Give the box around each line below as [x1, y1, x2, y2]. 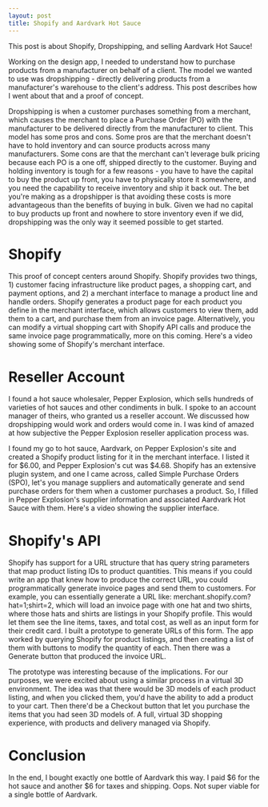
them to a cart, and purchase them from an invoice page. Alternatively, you [8, 314, 255, 324]
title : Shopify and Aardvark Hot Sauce [8, 19, 142, 27]
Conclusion [8, 746, 86, 765]
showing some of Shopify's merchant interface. [8, 340, 166, 349]
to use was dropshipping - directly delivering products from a [8, 74, 210, 83]
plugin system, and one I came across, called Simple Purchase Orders [8, 470, 239, 479]
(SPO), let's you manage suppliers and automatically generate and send [8, 478, 246, 487]
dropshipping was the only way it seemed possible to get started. [8, 217, 224, 227]
